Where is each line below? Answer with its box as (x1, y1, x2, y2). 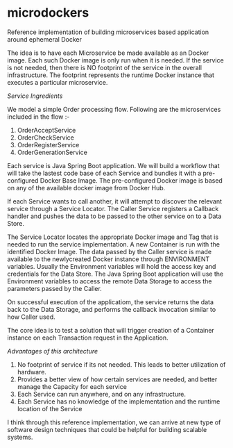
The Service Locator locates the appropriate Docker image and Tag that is (7, 233, 219, 241)
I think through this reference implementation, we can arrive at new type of (7, 418, 221, 426)
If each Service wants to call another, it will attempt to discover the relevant (7, 197, 223, 206)
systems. (7, 433, 33, 441)
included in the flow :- (7, 113, 70, 121)
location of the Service (17, 404, 83, 413)
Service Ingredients (7, 92, 63, 100)
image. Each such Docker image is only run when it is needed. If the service (7, 56, 224, 64)
